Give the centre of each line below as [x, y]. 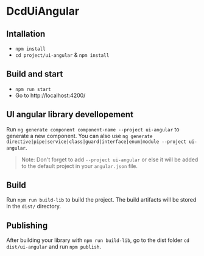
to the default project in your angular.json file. [79, 166]
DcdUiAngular [43, 11]
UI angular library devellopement [70, 115]
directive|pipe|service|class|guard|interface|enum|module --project [97, 142]
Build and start [35, 74]
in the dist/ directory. [34, 207]
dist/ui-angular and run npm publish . [54, 247]
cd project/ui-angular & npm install [62, 55]
